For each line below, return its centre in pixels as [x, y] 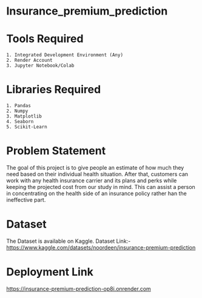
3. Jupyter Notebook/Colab [40, 66]
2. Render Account [29, 61]
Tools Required [45, 39]
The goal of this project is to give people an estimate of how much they [95, 167]
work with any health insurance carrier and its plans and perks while [92, 180]
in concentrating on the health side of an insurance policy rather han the [96, 193]
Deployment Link [50, 272]
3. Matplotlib [24, 116]
